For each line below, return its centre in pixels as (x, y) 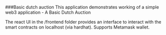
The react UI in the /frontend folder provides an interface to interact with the (83, 22)
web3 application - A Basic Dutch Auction (48, 12)
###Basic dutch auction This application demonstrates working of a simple (82, 7)
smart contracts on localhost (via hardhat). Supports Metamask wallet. (78, 27)
